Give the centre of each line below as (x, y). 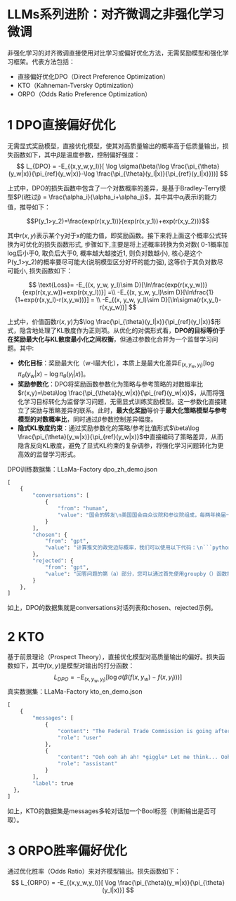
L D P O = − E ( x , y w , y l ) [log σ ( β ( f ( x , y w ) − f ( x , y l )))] (118, 678)
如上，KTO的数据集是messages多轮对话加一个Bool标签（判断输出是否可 (112, 811)
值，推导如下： (29, 207)
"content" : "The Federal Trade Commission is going (135, 731)
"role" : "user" (79, 738)
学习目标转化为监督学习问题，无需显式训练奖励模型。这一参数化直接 (122, 401)
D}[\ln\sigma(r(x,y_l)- (191, 299)
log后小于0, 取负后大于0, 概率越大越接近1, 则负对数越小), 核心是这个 (105, 253)
